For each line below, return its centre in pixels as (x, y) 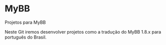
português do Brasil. (26, 37)
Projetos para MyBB (25, 22)
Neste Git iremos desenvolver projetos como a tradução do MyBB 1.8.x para (83, 32)
